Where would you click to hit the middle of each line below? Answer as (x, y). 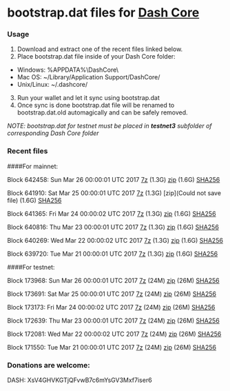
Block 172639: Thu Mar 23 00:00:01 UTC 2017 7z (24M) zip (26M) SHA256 (114, 320)
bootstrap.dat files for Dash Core (103, 13)
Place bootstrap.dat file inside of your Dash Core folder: (96, 57)
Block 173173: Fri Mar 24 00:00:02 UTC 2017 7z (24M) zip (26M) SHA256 (111, 307)
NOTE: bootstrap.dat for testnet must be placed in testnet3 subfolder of (109, 126)
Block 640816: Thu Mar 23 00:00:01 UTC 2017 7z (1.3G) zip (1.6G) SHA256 (113, 227)
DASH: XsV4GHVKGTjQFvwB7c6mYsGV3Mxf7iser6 (80, 380)
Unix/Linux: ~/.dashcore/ (52, 85)
